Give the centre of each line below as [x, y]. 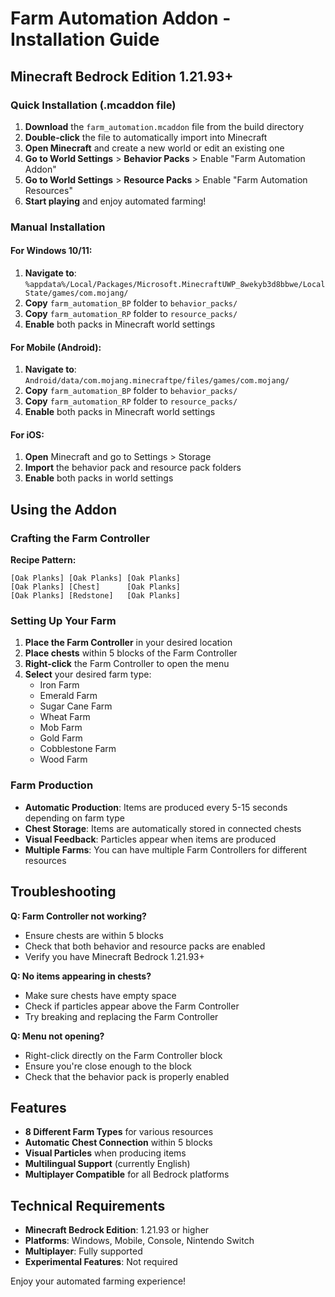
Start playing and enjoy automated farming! [115, 201]
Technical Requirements [88, 1205]
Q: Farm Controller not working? [78, 916]
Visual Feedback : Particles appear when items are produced [150, 839]
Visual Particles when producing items [105, 1153]
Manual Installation [58, 227]
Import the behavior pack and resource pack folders [133, 468]
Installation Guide [85, 39]
